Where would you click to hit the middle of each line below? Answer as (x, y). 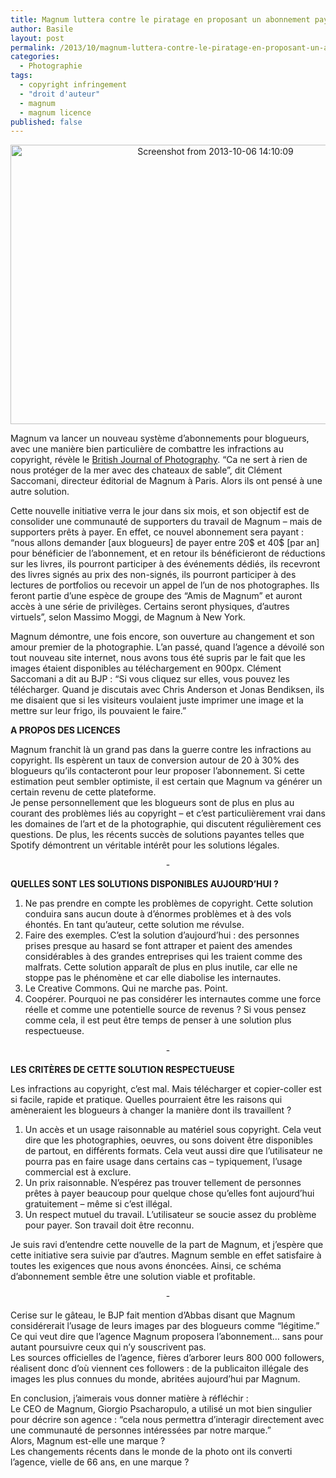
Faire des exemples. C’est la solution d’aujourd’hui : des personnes (162, 935)
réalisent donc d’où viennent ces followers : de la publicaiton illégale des (159, 1368)
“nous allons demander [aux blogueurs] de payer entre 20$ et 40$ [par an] (165, 543)
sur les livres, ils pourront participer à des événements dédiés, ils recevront (165, 564)
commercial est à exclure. (78, 1172)
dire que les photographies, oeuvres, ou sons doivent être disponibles (168, 1140)
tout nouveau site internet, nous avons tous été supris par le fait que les (158, 658)
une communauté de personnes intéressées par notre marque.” (141, 1430)
